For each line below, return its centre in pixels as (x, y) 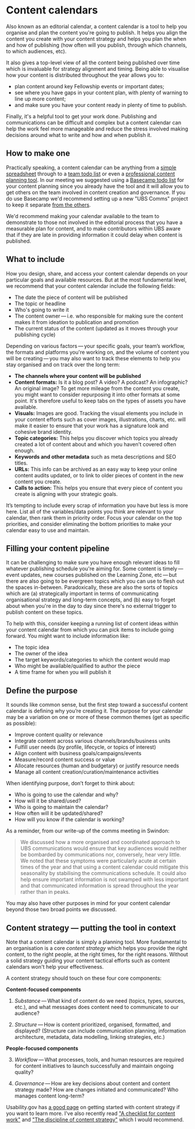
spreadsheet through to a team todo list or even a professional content (91, 174)
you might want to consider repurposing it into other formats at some (97, 394)
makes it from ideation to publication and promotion (76, 322)
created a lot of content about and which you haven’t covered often (95, 444)
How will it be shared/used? (48, 801)
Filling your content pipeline (58, 548)
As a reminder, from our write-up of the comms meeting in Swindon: (88, 831)
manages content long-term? (49, 1096)
